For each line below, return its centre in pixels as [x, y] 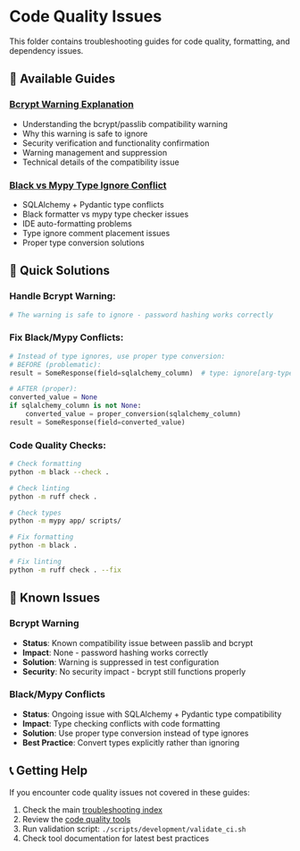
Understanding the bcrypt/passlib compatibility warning [125, 123]
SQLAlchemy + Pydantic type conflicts [93, 204]
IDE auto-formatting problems [77, 223]
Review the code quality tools [76, 819]
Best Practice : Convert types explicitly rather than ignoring [131, 742]
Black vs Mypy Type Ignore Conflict [88, 185]
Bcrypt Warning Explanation [71, 105]
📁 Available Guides [62, 79]
